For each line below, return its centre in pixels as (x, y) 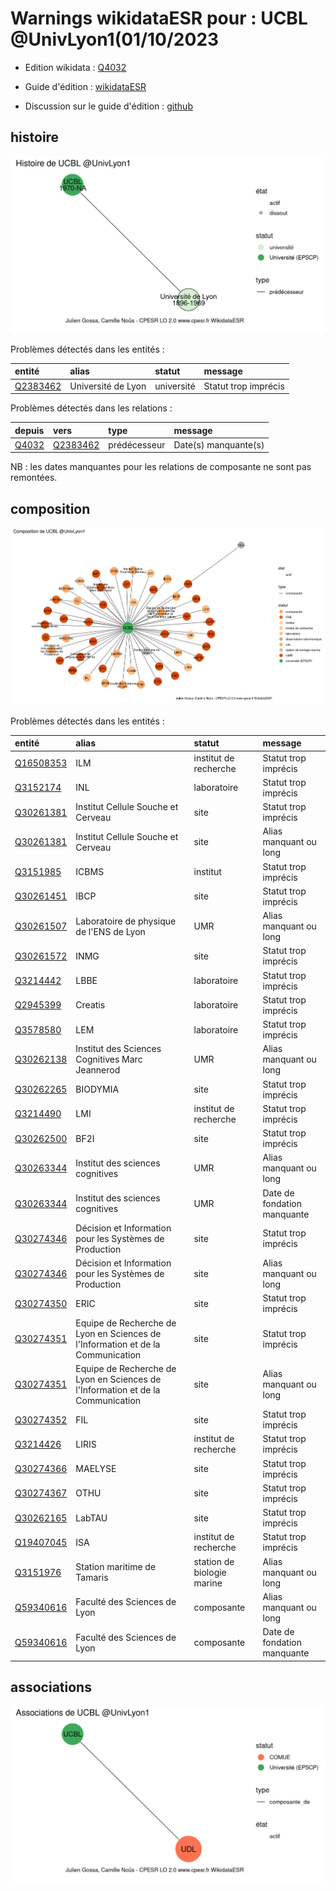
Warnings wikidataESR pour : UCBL (159, 18)
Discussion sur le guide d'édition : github (108, 106)
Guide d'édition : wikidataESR (85, 86)
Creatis (90, 1005)
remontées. (34, 478)
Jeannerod (98, 1070)
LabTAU (91, 1518)
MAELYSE (96, 1469)
